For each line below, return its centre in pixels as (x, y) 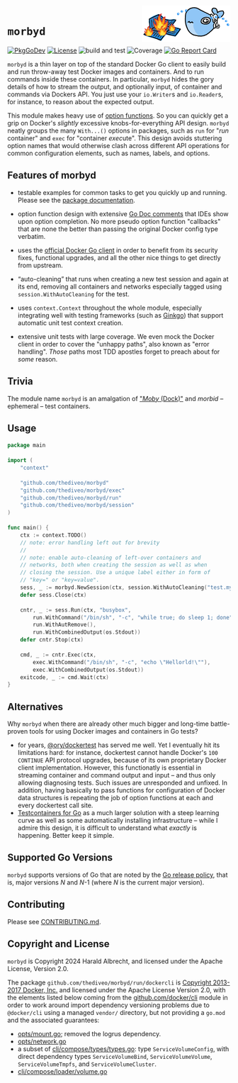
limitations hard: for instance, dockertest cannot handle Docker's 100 (118, 753)
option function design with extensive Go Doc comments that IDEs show (123, 213)
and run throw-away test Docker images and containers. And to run (106, 72)
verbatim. (32, 236)
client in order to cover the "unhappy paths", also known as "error (113, 344)
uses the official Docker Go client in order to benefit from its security (118, 250)
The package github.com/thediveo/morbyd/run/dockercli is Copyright (109, 982)
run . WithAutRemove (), (65, 625)
